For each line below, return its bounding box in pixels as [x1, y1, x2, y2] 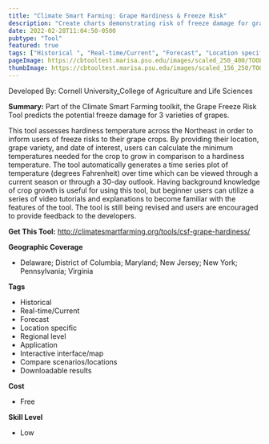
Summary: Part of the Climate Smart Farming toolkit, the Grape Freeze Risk [8, 101, 257, 111]
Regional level [19, 331, 66, 341]
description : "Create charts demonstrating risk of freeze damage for [8, 19, 249, 27]
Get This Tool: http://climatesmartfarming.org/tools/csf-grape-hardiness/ [8, 226, 251, 236]
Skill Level [8, 412, 43, 422]
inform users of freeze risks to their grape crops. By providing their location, [8, 134, 259, 144]
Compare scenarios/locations [19, 356, 118, 366]
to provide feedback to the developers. [8, 210, 137, 221]
